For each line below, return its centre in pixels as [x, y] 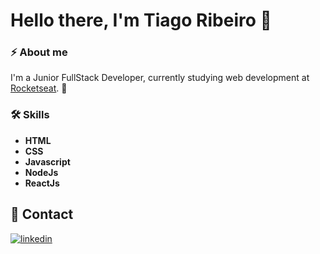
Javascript [47, 161]
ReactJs [42, 183]
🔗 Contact [42, 214]
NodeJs [41, 172]
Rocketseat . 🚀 [39, 88]
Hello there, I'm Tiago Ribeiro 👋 [141, 20]
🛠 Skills [30, 115]
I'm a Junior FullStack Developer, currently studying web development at [160, 78]
